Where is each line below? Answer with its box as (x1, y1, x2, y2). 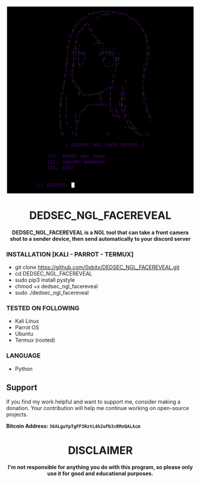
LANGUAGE (6, 351, 41, 360)
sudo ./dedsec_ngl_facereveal (14, 289, 89, 296)
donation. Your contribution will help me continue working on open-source (6, 405, 189, 412)
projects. (6, 411, 28, 418)
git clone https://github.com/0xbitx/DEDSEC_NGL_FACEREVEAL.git (14, 264, 180, 271)
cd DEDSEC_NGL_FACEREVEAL (14, 270, 93, 277)
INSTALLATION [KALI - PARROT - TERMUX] (6, 250, 134, 258)
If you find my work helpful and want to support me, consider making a (6, 398, 181, 405)
